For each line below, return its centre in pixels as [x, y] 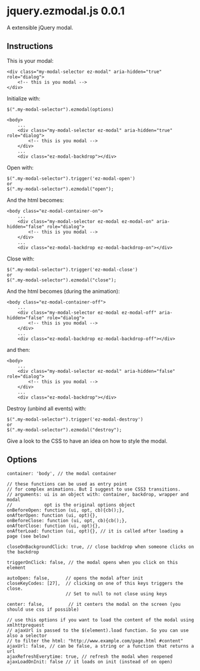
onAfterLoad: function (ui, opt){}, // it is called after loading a [95, 531]
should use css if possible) [43, 609]
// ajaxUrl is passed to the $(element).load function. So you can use [98, 630]
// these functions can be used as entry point [67, 484]
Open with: [20, 167]
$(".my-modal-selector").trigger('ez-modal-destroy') [75, 419]
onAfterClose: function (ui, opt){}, [54, 526]
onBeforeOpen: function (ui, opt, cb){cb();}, [66, 510]
